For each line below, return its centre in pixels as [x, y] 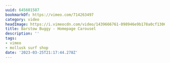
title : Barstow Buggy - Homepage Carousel [51, 29]
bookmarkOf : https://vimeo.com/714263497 [50, 15]
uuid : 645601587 [22, 10]
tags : [11, 39]
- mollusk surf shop [27, 48]
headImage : [17, 24]
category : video [22, 19]
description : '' [22, 34]
